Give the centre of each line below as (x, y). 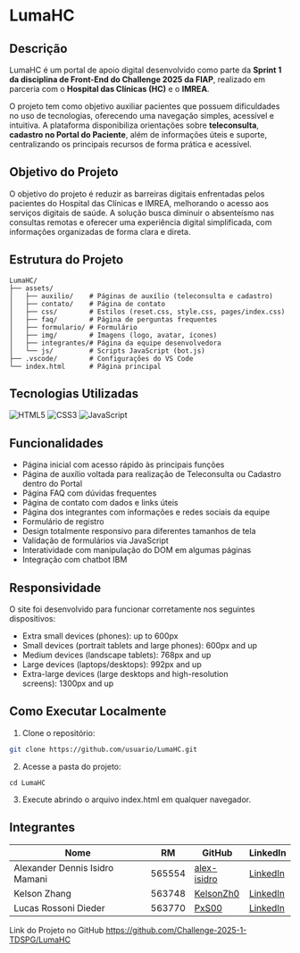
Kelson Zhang (42, 893)
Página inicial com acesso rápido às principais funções (123, 464)
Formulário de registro (63, 522)
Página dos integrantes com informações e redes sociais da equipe (146, 512)
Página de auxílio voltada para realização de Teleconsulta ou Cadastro (151, 474)
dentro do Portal (52, 484)
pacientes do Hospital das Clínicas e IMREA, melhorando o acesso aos (139, 203)
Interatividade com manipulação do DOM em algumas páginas (137, 550)
